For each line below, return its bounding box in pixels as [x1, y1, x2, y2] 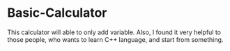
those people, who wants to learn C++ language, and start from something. [7, 35, 224, 43]
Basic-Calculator [7, 5, 107, 21]
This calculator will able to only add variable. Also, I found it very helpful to [7, 28, 222, 36]
